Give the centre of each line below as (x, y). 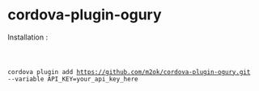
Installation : (28, 37)
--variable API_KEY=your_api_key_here (73, 79)
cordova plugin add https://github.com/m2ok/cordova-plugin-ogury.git (129, 72)
